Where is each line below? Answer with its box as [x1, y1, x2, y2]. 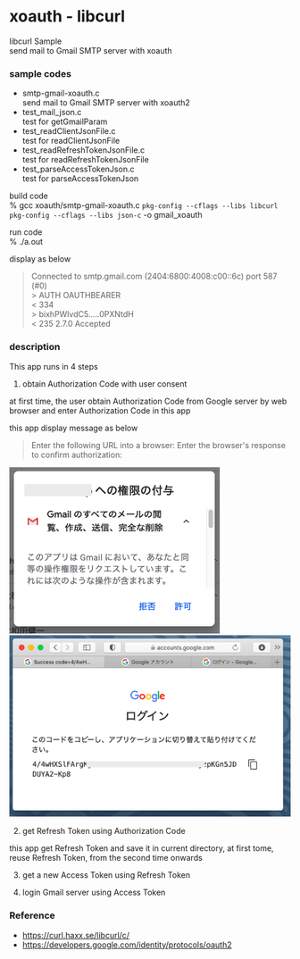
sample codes [9, 67, 71, 79]
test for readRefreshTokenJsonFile [21, 154, 149, 165]
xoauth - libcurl [9, 6, 126, 27]
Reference [9, 909, 55, 921]
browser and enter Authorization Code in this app [9, 404, 191, 416]
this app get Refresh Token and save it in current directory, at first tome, [9, 843, 274, 854]
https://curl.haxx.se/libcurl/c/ [21, 930, 130, 940]
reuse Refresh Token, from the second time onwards [9, 853, 203, 863]
